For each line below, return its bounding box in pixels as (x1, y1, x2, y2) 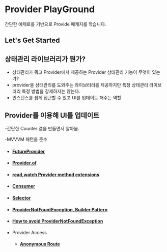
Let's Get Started (5, 36, 60, 45)
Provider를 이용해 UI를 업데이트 (5, 111, 100, 120)
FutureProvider (12, 148, 45, 154)
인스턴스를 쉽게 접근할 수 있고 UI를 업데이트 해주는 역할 (12, 95, 122, 101)
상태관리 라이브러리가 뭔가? (5, 54, 86, 63)
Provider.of (12, 160, 37, 166)
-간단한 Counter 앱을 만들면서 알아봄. (5, 125, 79, 131)
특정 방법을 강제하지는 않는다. (21, 88, 80, 95)
